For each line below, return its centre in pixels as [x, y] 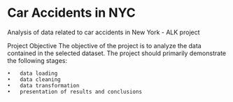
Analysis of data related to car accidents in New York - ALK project [104, 32]
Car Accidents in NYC [71, 13]
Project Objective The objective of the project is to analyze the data [104, 45]
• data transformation [43, 85]
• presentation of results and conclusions [75, 92]
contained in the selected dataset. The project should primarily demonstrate [116, 53]
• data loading [33, 73]
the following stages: [37, 60]
